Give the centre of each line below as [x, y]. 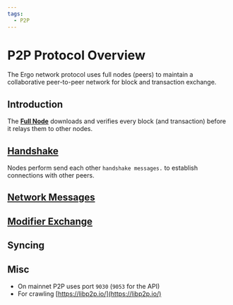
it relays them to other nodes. [50, 129]
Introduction [35, 104]
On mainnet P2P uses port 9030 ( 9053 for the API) [89, 287]
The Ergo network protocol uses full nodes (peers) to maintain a [100, 75]
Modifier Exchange [50, 222]
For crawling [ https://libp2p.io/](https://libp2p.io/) [89, 294]
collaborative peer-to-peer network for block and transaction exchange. [112, 82]
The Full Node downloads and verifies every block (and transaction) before [117, 121]
